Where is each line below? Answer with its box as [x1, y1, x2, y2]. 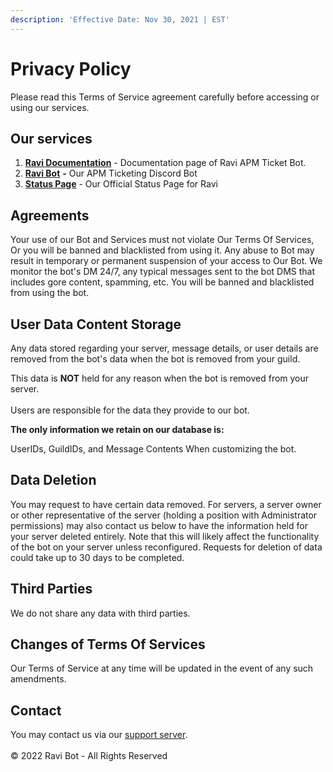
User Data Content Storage [10, 316, 182, 333]
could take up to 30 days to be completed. [10, 551, 185, 563]
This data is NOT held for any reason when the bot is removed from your [10, 372, 310, 384]
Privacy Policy [10, 57, 132, 80]
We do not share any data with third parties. [10, 607, 191, 619]
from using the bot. [10, 287, 90, 299]
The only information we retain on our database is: [10, 424, 225, 435]
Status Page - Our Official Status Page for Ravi [24, 178, 218, 190]
